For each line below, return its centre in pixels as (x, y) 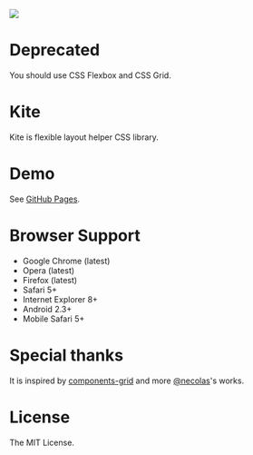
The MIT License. (42, 442)
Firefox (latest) (50, 280)
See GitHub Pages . (44, 199)
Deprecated (55, 50)
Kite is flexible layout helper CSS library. (84, 137)
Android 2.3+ (47, 309)
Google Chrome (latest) (66, 261)
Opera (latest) (49, 270)
